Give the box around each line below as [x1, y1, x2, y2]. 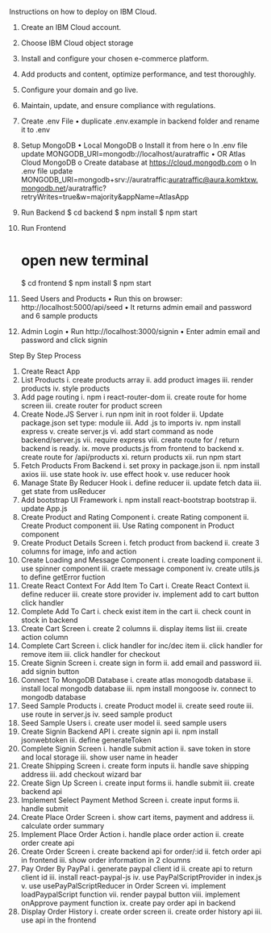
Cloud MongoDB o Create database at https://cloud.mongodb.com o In [20, 157, 257, 167]
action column [20, 632, 69, 642]
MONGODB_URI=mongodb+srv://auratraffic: [20, 175, 169, 184]
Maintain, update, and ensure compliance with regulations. [20, 101, 216, 110]
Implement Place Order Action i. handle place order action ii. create [20, 829, 244, 839]
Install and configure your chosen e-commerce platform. [20, 54, 210, 63]
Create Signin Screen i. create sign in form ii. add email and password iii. [20, 658, 262, 667]
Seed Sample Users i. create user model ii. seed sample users [20, 718, 227, 727]
